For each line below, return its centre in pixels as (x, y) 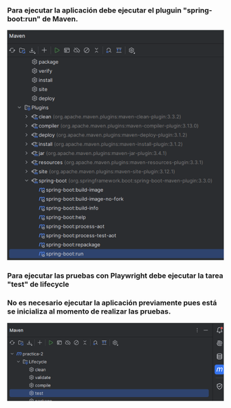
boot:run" (24, 19)
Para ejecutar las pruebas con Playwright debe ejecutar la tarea (115, 276)
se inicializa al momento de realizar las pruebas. (89, 312)
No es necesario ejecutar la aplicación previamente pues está (112, 303)
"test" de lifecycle (38, 285)
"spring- (198, 10)
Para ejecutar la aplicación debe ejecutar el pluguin (95, 10)
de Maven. (60, 19)
